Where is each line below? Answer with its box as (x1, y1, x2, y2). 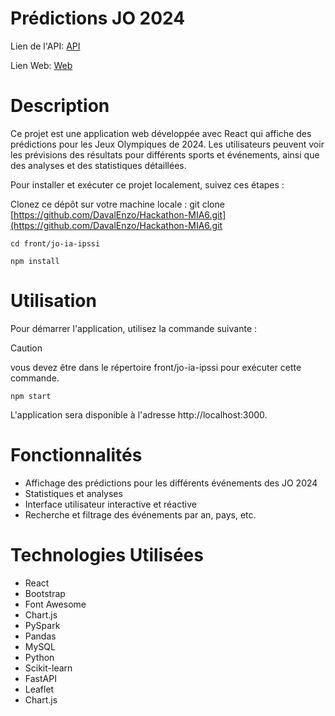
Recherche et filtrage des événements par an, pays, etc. (24, 508, 257, 521)
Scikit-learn (24, 662, 73, 674)
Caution (10, 342, 43, 354)
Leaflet (24, 683, 55, 695)
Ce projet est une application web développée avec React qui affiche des (10, 127, 312, 139)
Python (24, 651, 55, 663)
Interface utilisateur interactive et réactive (24, 498, 197, 510)
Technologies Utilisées (10, 543, 204, 566)
